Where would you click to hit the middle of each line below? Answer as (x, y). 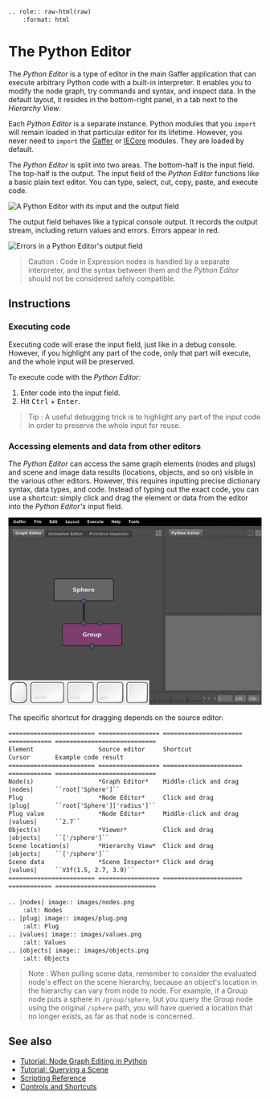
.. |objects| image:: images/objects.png (79, 950)
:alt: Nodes (43, 910)
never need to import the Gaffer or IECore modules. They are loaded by (127, 141)
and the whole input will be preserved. (72, 361)
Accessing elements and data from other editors (105, 446)
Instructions (39, 304)
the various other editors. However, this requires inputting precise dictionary (135, 480)
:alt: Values (45, 942)
